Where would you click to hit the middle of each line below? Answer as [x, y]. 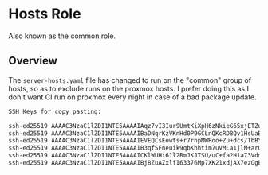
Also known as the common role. [62, 36]
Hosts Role [45, 14]
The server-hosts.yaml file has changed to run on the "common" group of [130, 80]
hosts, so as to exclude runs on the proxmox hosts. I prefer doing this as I [129, 88]
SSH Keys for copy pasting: [55, 111]
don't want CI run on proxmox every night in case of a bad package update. [132, 97]
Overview [33, 61]
